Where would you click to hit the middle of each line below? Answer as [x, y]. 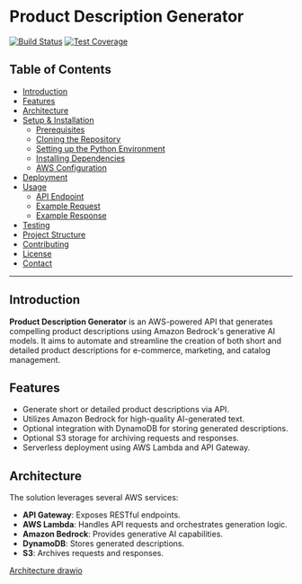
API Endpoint [60, 196]
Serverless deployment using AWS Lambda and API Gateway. [136, 447]
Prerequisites [60, 129]
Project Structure [54, 234]
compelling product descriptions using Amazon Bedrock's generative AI [142, 331]
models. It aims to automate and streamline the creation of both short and [145, 341]
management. [35, 359]
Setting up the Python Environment [101, 148]
